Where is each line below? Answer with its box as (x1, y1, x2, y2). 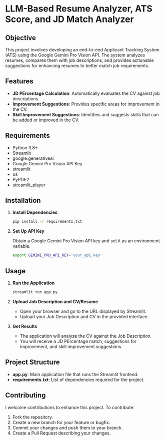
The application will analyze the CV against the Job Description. (19, 333, 152, 339)
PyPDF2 (12, 176, 29, 182)
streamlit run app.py (12, 290, 57, 295)
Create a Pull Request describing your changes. (12, 430, 111, 436)
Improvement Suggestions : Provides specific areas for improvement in (12, 101, 160, 107)
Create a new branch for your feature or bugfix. (12, 419, 110, 425)
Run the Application (12, 280, 55, 286)
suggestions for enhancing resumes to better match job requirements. (5, 63, 149, 68)
